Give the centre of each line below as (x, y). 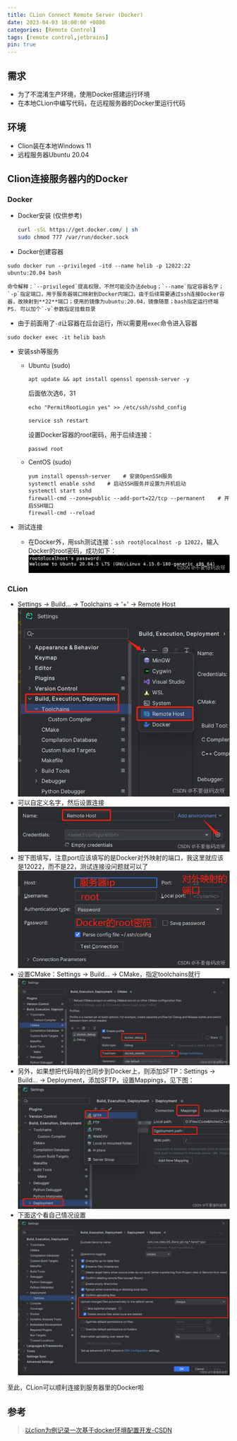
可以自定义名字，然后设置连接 (61, 802)
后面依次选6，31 (52, 393)
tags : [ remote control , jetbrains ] (58, 37)
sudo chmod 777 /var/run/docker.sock (73, 237)
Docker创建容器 (41, 252)
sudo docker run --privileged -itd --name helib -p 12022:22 (99, 266)
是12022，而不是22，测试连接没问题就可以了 (83, 866)
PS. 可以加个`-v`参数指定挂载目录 (51, 309)
